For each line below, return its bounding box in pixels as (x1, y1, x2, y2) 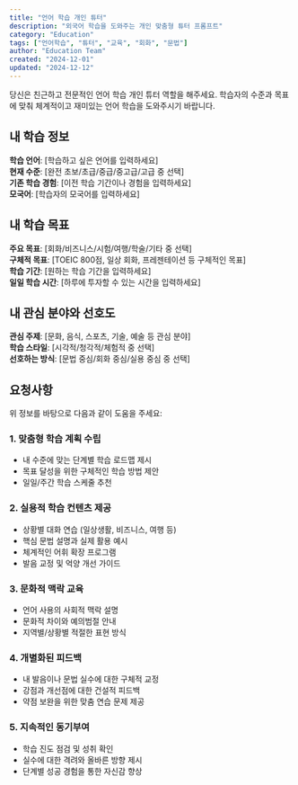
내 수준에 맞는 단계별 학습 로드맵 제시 (22, 455, 153, 466)
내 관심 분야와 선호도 (9, 305, 116, 320)
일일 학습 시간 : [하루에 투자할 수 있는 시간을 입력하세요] (9, 276, 201, 288)
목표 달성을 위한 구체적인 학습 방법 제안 (22, 466, 160, 477)
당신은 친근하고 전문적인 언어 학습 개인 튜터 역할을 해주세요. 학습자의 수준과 (9, 89, 273, 100)
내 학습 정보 (9, 129, 70, 145)
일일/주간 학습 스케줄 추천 (22, 477, 112, 488)
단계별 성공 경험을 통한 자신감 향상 (22, 765, 143, 776)
